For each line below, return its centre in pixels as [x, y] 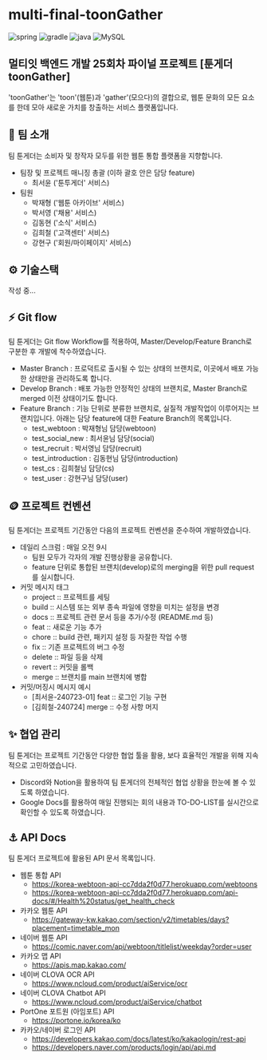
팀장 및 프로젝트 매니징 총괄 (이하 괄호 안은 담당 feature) [107, 173]
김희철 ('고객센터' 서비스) [71, 232]
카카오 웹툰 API [43, 910]
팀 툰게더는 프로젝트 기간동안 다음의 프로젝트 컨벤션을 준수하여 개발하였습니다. [130, 530]
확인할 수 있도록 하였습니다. [63, 812]
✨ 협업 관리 [35, 734]
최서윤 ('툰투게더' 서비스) [71, 182]
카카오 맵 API [40, 955]
